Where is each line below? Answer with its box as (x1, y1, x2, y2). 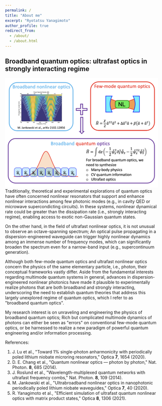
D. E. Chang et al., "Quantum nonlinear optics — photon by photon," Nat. (12, 359, 157, 365)
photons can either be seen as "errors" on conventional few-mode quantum (5, 320, 157, 326)
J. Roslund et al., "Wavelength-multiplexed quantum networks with (12, 370, 146, 375)
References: (5, 339, 29, 345)
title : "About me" (5, 13, 42, 18)
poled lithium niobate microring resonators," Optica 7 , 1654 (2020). (12, 354, 146, 360)
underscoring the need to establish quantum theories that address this (5, 290, 146, 296)
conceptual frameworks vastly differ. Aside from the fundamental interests (5, 269, 154, 275)
